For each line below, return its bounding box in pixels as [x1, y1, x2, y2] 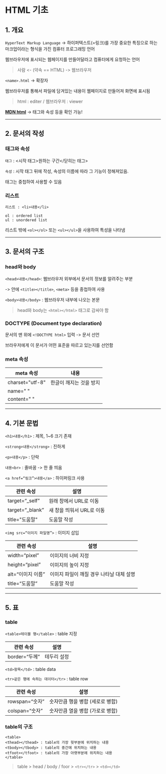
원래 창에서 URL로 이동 [48, 498, 99, 505]
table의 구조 [5, 723, 33, 730]
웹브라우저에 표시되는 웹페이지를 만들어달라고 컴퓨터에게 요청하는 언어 [5, 56, 140, 62]
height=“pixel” [7, 561, 41, 568]
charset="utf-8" [7, 379, 46, 386]
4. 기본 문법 [5, 419, 39, 428]
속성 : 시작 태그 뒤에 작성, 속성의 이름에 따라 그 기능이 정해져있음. [5, 168, 129, 174]
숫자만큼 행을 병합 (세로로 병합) [49, 698, 118, 705]
